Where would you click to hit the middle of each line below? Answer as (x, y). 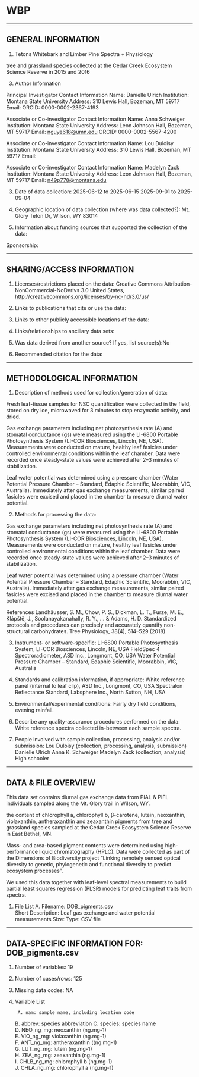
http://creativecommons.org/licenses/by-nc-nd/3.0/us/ (82, 296)
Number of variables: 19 (44, 967)
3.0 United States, (103, 290)
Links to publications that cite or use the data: (70, 308)
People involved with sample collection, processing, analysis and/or (97, 740)
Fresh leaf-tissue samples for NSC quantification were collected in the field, (98, 404)
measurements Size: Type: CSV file (58, 919)
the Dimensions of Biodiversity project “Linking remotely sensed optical (93, 858)
